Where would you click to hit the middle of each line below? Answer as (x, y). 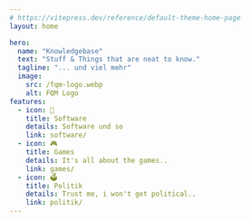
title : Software (57, 119)
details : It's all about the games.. (97, 160)
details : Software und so (75, 127)
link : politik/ (54, 203)
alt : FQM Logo (52, 93)
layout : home (34, 26)
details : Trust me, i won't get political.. (111, 194)
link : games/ (50, 168)
